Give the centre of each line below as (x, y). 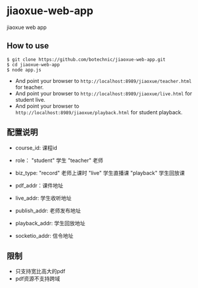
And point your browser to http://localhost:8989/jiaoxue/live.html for (104, 93)
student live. (30, 99)
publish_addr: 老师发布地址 (48, 211)
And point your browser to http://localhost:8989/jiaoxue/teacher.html (103, 80)
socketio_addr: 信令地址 (44, 235)
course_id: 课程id (36, 148)
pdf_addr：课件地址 (39, 185)
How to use (28, 46)
